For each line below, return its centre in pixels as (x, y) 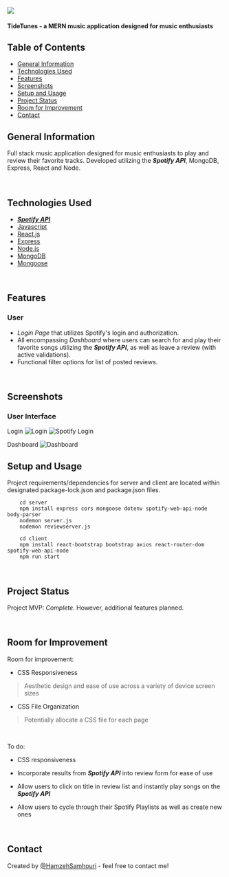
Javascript (32, 227)
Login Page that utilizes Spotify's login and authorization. (98, 333)
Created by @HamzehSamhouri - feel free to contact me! (88, 865)
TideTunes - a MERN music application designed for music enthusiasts (110, 26)
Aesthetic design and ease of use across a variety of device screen (119, 686)
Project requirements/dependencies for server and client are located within (113, 483)
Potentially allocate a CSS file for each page (86, 720)
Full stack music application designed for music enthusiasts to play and (108, 153)
